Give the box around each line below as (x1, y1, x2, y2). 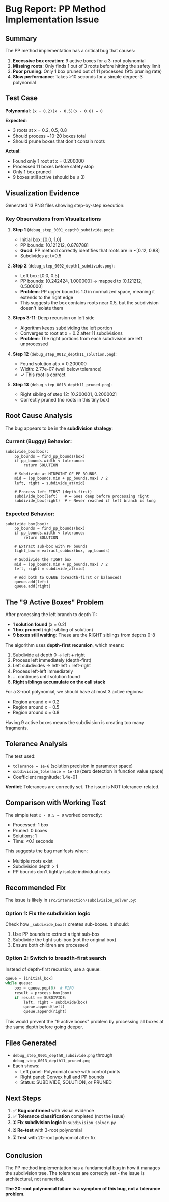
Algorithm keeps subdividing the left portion (20, 325, 113, 331)
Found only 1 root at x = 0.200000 (12, 157, 84, 164)
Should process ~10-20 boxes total (12, 132, 87, 139)
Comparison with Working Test (5, 798, 106, 807)
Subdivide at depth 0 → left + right (12, 652, 86, 658)
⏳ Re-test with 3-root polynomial (12, 1127, 82, 1133)
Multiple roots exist (12, 858, 53, 864)
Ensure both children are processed (12, 942, 88, 948)
